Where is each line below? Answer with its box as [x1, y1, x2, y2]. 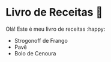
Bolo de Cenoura [14, 49, 56, 57]
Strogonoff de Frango [14, 37, 68, 44]
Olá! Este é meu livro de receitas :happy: [5, 25, 106, 33]
